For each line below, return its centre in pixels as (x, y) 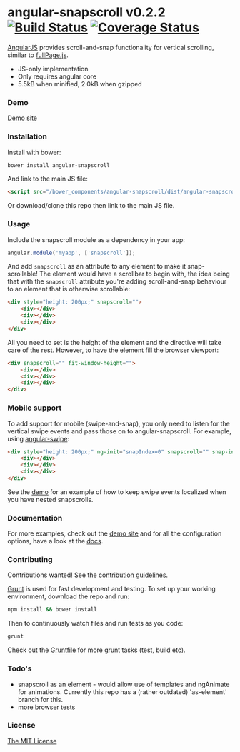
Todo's (20, 668)
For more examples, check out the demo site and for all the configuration (115, 533)
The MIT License (32, 741)
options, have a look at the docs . (55, 541)
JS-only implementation (53, 69)
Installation (27, 136)
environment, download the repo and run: (69, 596)
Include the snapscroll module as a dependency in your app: (96, 239)
